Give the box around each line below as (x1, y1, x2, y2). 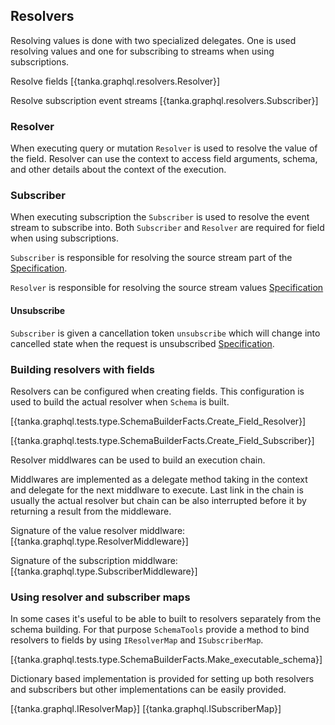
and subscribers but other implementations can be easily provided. (10, 684, 287, 696)
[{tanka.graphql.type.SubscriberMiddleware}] (10, 565, 198, 577)
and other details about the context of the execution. (10, 164, 227, 176)
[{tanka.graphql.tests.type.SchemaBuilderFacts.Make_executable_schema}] (10, 654, 323, 666)
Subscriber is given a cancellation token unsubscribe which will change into (10, 327, 321, 339)
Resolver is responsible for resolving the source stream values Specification (10, 282, 324, 294)
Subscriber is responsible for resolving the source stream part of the (10, 252, 293, 264)
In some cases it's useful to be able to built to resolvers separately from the (10, 613, 322, 625)
